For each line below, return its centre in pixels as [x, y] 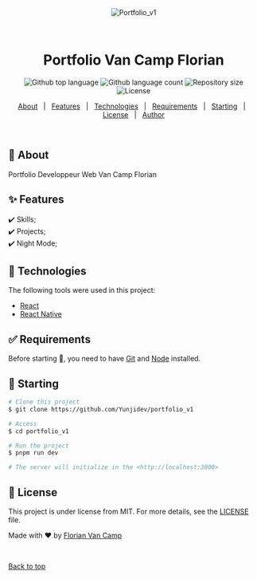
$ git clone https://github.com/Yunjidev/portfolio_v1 [101, 409]
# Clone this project [44, 402]
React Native [41, 314]
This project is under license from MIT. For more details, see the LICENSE [128, 511]
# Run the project [39, 446]
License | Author [134, 114]
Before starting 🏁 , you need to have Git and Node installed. [105, 359]
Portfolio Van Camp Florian [134, 60]
